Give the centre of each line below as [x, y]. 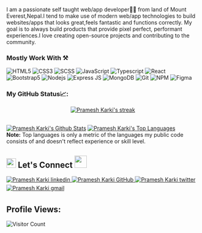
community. [21, 42]
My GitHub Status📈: [37, 94]
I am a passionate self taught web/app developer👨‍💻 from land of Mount [96, 10]
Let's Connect [45, 165]
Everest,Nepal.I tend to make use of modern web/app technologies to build [101, 16]
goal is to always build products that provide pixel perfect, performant [94, 29]
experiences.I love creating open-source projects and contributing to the [98, 36]
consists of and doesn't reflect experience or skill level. [76, 141]
